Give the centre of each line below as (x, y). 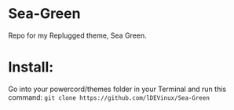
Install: (31, 67)
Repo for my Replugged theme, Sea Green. (77, 35)
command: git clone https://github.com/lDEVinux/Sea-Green (109, 97)
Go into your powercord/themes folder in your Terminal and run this (117, 89)
